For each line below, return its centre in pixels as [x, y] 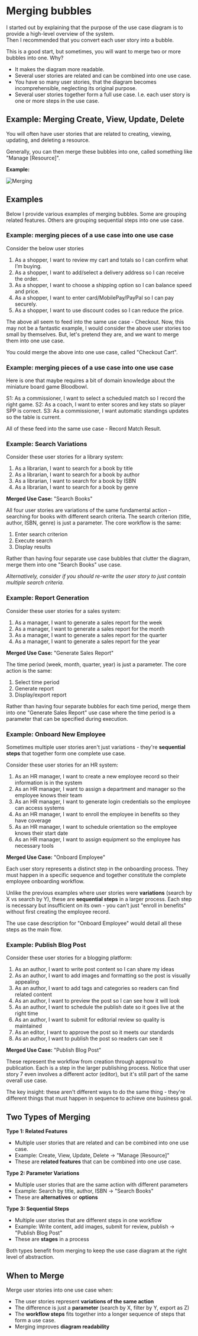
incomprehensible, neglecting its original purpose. [76, 88]
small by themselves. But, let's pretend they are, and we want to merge [92, 334]
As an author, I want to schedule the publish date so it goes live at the [99, 1007]
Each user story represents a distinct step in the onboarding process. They [97, 869]
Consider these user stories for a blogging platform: [69, 958]
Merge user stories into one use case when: [60, 1290]
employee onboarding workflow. [45, 882]
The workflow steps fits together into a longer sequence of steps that [100, 1314]
